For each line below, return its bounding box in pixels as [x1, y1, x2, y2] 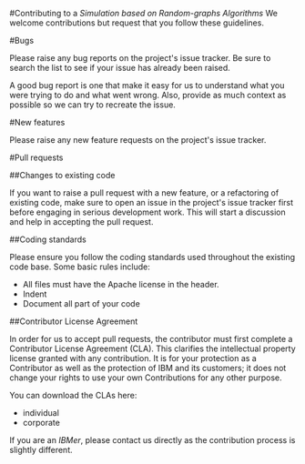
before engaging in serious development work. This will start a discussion [9, 207, 286, 217]
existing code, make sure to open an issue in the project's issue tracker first [9, 197, 294, 207]
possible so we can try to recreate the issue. [9, 99, 176, 110]
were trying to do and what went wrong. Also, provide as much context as [9, 90, 287, 100]
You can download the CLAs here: [9, 390, 137, 400]
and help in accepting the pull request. [9, 217, 154, 227]
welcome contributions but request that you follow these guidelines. [9, 17, 264, 28]
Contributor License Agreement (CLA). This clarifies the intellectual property [9, 343, 296, 354]
